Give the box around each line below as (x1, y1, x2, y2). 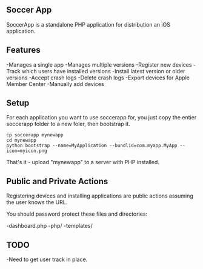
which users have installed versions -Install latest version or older (21, 67, 185, 75)
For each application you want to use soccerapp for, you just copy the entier (6, 114, 197, 121)
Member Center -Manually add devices (6, 80, 104, 87)
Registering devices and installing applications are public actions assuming (6, 192, 194, 199)
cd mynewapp (6, 138, 36, 144)
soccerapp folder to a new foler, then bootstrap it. (6, 121, 130, 128)
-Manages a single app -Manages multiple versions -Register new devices (6, 61, 192, 68)
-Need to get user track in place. (6, 256, 88, 263)
